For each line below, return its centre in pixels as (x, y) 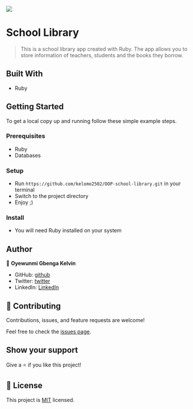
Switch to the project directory (51, 196)
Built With (24, 74)
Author (19, 249)
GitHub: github (32, 275)
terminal (25, 190)
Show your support (42, 350)
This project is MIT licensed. (40, 400)
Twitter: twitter (32, 281)
